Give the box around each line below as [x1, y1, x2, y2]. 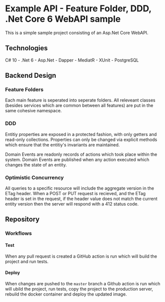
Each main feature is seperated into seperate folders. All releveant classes [5, 97, 156, 103]
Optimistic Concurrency [5, 174, 64, 181]
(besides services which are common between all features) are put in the [5, 102, 154, 108]
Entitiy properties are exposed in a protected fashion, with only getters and [5, 131, 157, 137]
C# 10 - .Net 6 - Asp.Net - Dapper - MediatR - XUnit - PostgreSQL [5, 57, 139, 63]
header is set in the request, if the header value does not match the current [5, 196, 158, 202]
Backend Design [5, 71, 57, 80]
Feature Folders [5, 86, 44, 93]
